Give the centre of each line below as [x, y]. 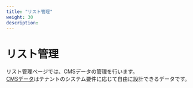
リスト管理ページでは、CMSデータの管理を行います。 [72, 71]
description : [22, 23]
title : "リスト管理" [29, 12]
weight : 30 [20, 17]
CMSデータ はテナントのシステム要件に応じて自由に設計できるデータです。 [98, 79]
